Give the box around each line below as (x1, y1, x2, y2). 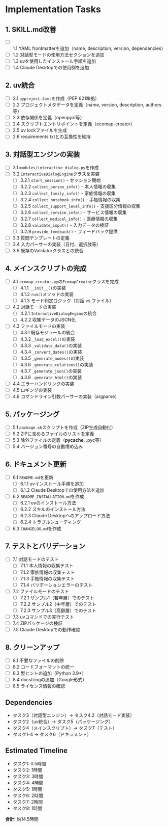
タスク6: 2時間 (12, 792, 43, 798)
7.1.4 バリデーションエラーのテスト (20, 582, 93, 588)
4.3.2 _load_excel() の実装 (20, 336, 75, 342)
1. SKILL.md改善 (5, 25, 57, 34)
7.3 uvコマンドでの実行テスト (12, 613, 75, 620)
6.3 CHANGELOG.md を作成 (12, 525, 62, 531)
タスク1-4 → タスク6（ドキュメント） (12, 731, 91, 737)
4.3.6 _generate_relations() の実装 (20, 361, 93, 367)
